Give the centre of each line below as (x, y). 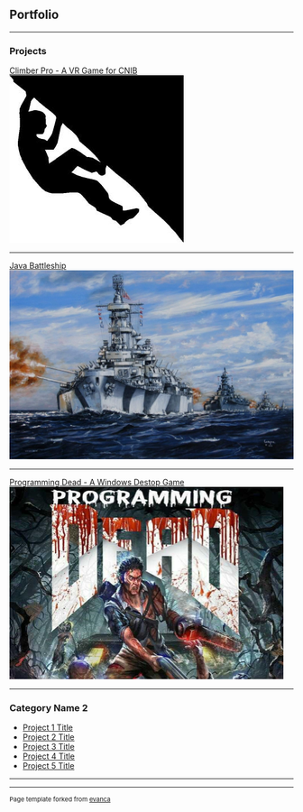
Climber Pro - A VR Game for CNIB (73, 70)
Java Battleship (38, 266)
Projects (28, 51)
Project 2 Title (48, 737)
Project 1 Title (48, 728)
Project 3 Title (48, 747)
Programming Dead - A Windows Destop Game (97, 482)
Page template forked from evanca (60, 799)
